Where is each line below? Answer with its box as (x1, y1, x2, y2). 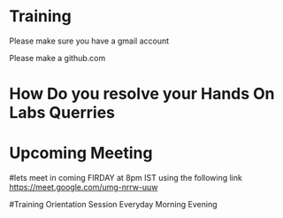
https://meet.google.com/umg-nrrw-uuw (9, 182, 158, 192)
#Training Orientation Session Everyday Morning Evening (9, 199, 218, 210)
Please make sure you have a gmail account (9, 35, 170, 46)
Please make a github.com (9, 52, 106, 63)
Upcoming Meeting (9, 144, 153, 163)
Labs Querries (9, 103, 115, 123)
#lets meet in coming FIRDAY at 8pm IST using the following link (9, 173, 243, 183)
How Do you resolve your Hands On (9, 84, 276, 104)
